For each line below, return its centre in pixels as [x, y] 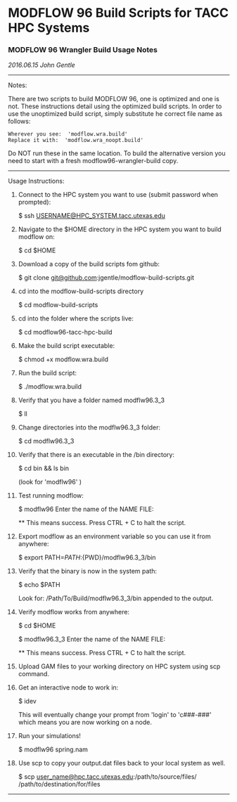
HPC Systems [49, 28]
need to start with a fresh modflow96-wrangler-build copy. [93, 161]
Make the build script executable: [66, 346]
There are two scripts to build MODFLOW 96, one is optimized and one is [114, 99]
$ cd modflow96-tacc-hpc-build [65, 332]
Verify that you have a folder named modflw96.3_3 [91, 400]
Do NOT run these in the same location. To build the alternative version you [117, 153]
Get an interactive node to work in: [68, 687]
